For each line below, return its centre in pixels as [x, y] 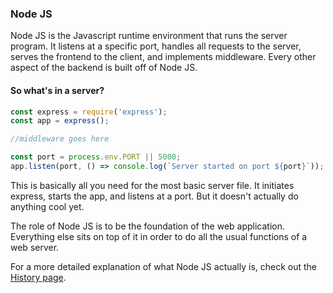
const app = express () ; [60, 121]
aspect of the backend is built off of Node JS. [104, 68]
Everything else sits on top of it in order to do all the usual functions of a [159, 236]
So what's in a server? [57, 90]
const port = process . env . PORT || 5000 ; [96, 157]
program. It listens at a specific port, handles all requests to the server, [156, 46]
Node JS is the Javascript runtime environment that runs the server [149, 36]
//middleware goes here [60, 139]
